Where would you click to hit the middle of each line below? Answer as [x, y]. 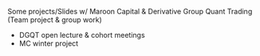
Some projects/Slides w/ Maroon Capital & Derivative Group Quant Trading [130, 11]
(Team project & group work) [55, 20]
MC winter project [49, 43]
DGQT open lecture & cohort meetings [82, 35]
